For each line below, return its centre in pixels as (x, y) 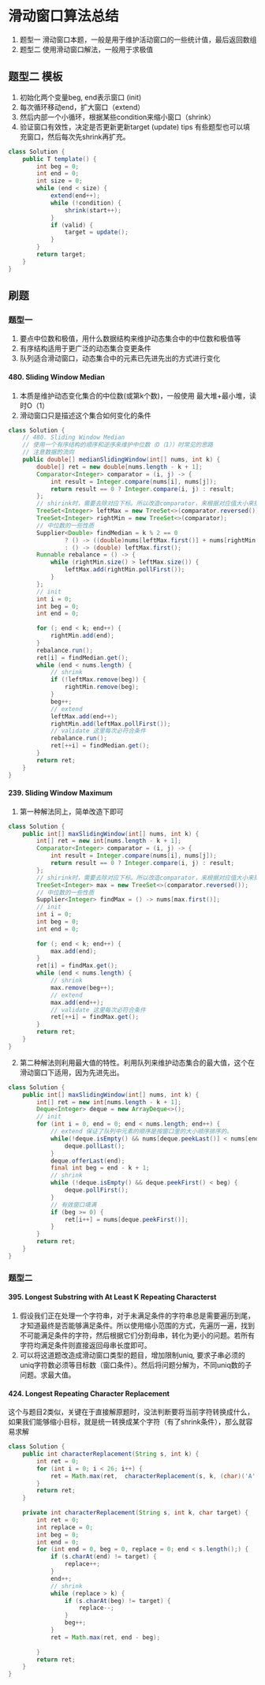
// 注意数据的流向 (49, 452)
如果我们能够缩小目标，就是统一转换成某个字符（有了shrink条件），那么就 (127, 1422)
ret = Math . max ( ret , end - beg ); (105, 1637)
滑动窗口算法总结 (64, 16)
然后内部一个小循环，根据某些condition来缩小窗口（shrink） (117, 117)
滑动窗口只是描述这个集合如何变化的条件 (85, 415)
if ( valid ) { (71, 225)
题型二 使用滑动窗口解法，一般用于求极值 (86, 49)
